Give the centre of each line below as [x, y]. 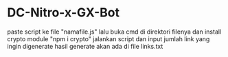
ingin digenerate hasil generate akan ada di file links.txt [85, 46]
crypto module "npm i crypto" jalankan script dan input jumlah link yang [109, 38]
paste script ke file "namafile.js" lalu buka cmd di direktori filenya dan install [114, 32]
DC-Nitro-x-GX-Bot [64, 13]
